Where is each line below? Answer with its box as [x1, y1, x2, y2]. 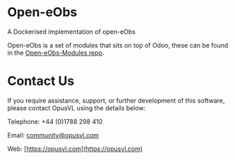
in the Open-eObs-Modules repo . [7, 48, 104, 57]
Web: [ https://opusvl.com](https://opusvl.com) [7, 145, 143, 153]
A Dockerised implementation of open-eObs [7, 27, 136, 36]
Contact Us [7, 73, 75, 89]
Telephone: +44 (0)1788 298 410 [7, 117, 103, 126]
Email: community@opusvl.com [7, 131, 100, 139]
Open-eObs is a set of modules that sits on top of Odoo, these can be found [7, 41, 229, 49]
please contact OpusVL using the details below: [7, 103, 146, 112]
